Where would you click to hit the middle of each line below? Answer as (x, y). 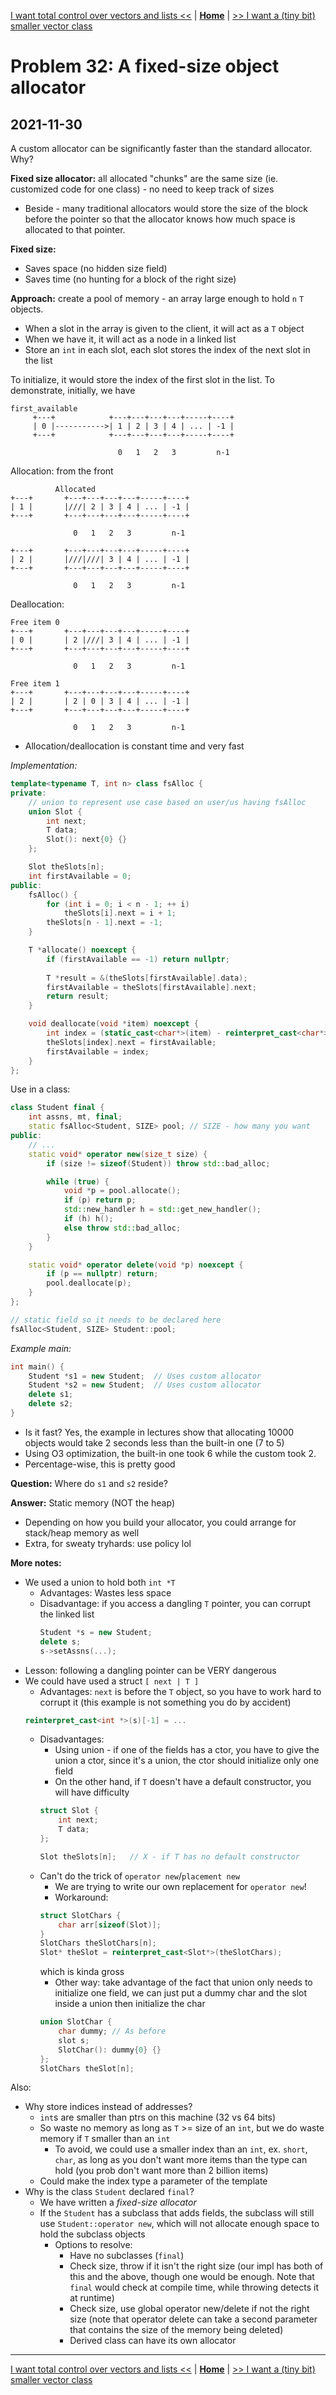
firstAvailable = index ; (98, 1051)
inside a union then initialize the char (130, 2004)
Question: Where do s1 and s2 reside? (89, 1483)
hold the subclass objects (92, 2234)
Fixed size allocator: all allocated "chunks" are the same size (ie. (144, 178)
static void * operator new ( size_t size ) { (118, 1154)
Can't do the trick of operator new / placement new (140, 1876)
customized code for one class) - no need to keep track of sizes (142, 189)
